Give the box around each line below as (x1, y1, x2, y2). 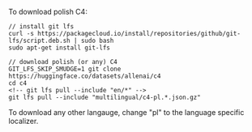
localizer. (8, 117, 39, 126)
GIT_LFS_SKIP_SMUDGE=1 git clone (8, 65, 122, 73)
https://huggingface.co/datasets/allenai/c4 (8, 72, 161, 80)
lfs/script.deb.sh (8, 36, 70, 45)
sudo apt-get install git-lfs (8, 44, 111, 52)
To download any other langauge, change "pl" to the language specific (8, 108, 245, 117)
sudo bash (80, 36, 114, 45)
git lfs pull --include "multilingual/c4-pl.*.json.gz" (8, 93, 201, 101)
